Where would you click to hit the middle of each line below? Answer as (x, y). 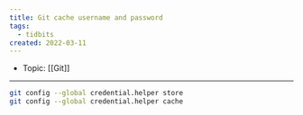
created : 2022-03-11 (48, 43)
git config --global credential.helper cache (96, 102)
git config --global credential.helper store (96, 93)
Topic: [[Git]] (46, 68)
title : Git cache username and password (87, 18)
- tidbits (36, 34)
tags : (19, 26)
